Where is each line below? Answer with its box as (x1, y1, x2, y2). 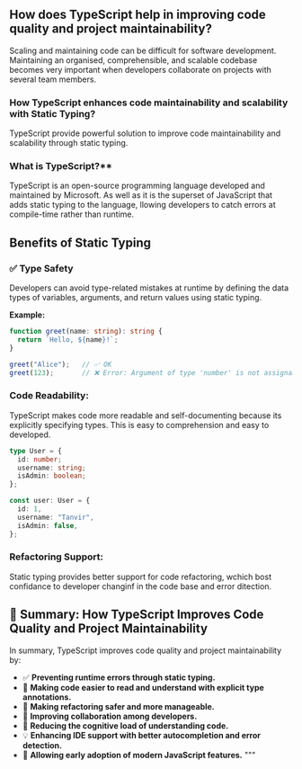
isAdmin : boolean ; (17, 471, 87, 480)
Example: (9, 309, 46, 320)
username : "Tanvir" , (17, 513, 94, 522)
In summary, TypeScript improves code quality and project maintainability (9, 645, 282, 656)
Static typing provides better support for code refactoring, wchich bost (9, 571, 272, 582)
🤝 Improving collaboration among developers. (22, 711, 198, 721)
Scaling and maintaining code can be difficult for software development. (9, 45, 277, 56)
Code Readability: (9, 389, 90, 402)
